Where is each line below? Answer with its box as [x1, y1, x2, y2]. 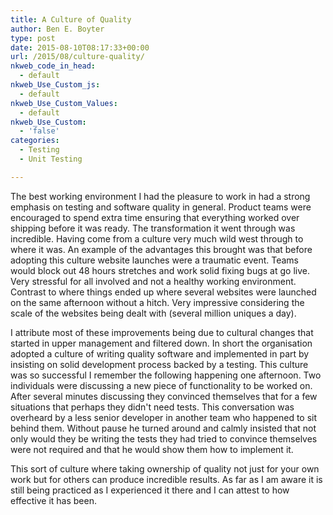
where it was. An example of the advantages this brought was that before [10, 243, 313, 255]
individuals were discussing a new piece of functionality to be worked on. [10, 379, 313, 391]
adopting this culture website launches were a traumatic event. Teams [10, 254, 299, 266]
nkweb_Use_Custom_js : [10, 80, 101, 90]
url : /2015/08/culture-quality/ [10, 52, 145, 62]
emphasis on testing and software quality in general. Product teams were [10, 201, 312, 213]
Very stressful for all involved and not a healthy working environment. [10, 275, 297, 287]
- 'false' [19, 126, 60, 136]
